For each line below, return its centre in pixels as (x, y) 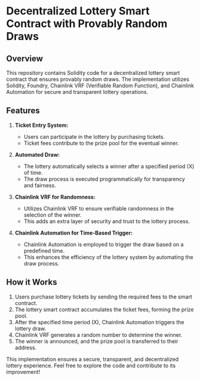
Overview (25, 58)
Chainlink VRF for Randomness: (55, 197)
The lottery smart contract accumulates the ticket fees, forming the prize (104, 309)
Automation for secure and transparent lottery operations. (77, 92)
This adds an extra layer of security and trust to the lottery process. (107, 221)
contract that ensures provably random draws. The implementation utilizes (98, 79)
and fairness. (40, 185)
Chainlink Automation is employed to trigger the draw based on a (104, 244)
